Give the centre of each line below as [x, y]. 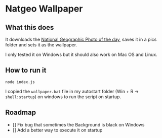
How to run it [26, 70]
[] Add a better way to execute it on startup [57, 130]
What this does [30, 27]
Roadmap [21, 113]
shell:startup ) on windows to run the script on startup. [63, 97]
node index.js [20, 82]
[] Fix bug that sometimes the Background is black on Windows [78, 124]
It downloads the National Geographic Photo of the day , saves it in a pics [81, 39]
